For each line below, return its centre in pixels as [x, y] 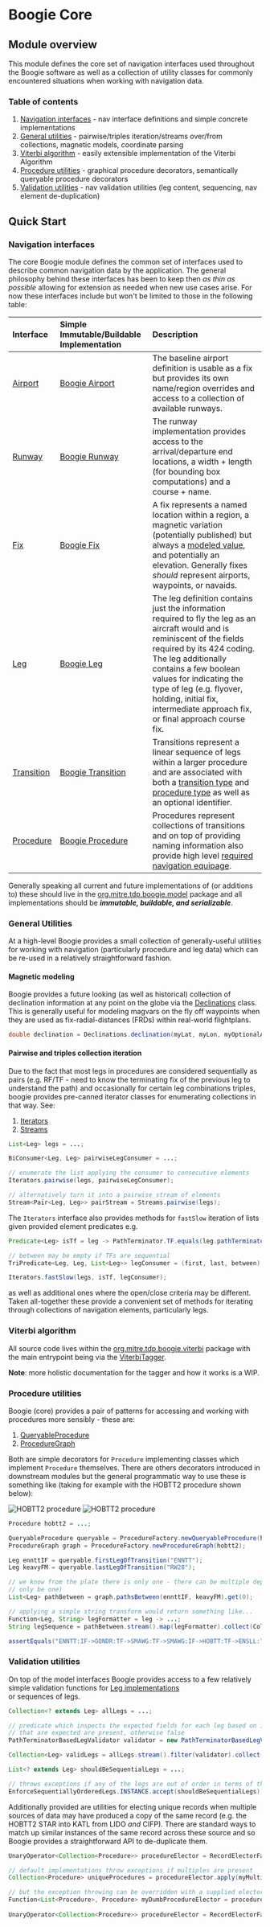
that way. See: [32, 1105]
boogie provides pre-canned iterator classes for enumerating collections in [132, 1096]
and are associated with [197, 772]
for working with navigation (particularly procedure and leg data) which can [133, 950]
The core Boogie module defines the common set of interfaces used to [126, 261]
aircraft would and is [191, 628]
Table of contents [43, 101]
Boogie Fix [80, 544]
